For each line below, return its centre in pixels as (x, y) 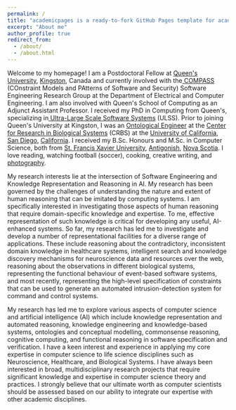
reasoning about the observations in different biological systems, (101, 266)
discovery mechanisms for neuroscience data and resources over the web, (116, 258)
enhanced (22, 229)
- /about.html (34, 53)
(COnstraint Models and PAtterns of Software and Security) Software (107, 88)
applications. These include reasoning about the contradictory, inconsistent (117, 243)
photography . (27, 162)
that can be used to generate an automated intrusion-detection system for (114, 288)
